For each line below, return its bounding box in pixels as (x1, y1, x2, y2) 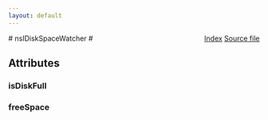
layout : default (8, 11, 62, 20)
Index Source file (204, 33, 260, 43)
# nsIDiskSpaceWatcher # (8, 33, 93, 43)
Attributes (8, 56, 60, 70)
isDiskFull (8, 80, 47, 91)
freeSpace (8, 101, 50, 112)
